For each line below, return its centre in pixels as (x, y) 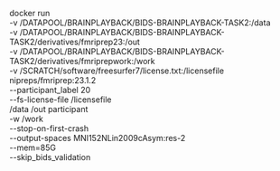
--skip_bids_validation (50, 157)
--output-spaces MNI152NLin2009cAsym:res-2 (98, 138)
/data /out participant (49, 109)
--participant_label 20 (50, 90)
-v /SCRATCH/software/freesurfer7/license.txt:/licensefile (117, 71)
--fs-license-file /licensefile (61, 100)
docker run (30, 13)
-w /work (26, 119)
